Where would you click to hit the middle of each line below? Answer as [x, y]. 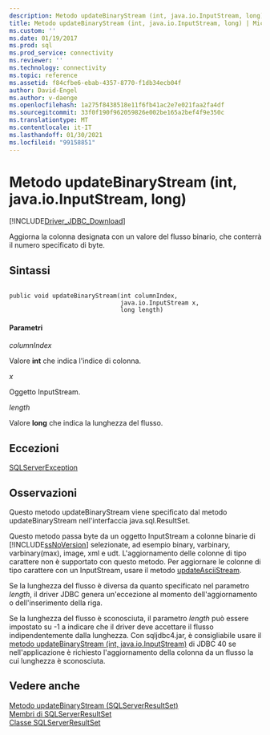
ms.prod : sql [31, 46]
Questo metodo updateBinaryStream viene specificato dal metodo [118, 512]
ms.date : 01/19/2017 [44, 38]
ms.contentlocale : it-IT [50, 127]
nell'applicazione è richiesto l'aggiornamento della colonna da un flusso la [131, 652]
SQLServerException [44, 468]
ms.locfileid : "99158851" [52, 142]
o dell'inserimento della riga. [56, 603]
